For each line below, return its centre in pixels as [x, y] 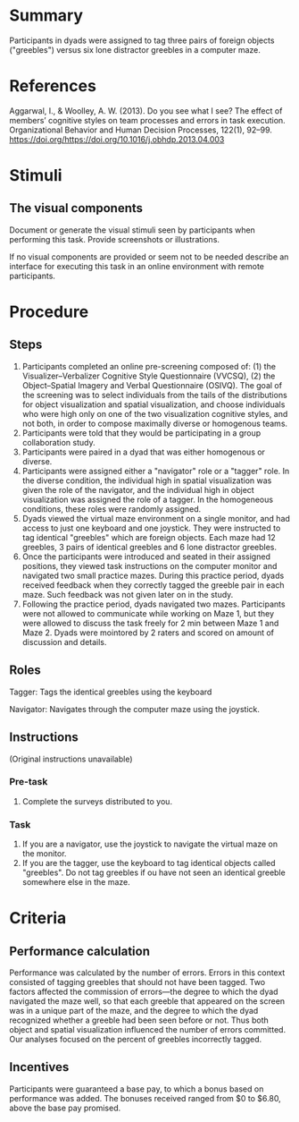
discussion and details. [64, 642]
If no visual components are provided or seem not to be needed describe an [149, 257]
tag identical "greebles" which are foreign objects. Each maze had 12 [149, 537]
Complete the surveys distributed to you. [97, 801]
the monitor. [44, 854]
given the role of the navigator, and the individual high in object [138, 489]
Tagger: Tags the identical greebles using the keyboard [111, 692]
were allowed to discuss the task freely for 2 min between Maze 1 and [150, 623]
